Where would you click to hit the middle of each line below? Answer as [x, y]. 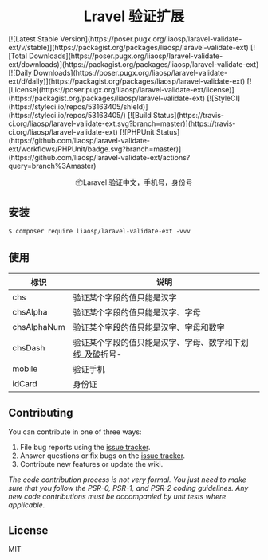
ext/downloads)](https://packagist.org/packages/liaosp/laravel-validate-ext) [134, 64]
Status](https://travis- [189, 115]
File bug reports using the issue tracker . [85, 448]
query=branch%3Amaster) [52, 166]
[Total [18, 56]
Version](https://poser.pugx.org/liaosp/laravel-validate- [151, 39]
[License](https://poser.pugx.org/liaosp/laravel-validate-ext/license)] [122, 89]
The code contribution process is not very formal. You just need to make [128, 480]
